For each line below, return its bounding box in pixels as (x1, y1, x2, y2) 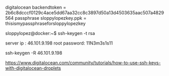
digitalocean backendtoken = (5, 5, 66, 10)
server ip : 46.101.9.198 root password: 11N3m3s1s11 (5, 40, 113, 46)
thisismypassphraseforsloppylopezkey (5, 20, 86, 26)
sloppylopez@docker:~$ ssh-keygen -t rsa (5, 30, 95, 36)
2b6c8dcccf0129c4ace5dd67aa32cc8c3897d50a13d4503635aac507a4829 (5, 10, 164, 16)
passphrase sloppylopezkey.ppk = (14, 15, 87, 21)
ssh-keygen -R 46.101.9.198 (5, 50, 62, 56)
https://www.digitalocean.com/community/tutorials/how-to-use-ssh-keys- (5, 60, 161, 65)
